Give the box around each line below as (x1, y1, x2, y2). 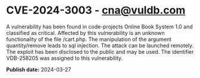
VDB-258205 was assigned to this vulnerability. (6, 54, 123, 61)
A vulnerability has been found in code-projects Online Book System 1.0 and (6, 23, 193, 30)
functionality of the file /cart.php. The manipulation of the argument (6, 35, 172, 43)
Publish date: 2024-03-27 (6, 66, 71, 73)
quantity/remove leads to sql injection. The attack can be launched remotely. (6, 42, 194, 49)
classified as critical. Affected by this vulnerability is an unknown (6, 29, 165, 36)
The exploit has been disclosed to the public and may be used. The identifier (6, 48, 195, 55)
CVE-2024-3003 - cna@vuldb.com (6, 4, 186, 17)
